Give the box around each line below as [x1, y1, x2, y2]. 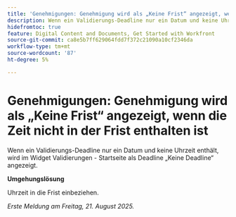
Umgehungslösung [7, 174, 65, 183]
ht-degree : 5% [7, 56, 49, 63]
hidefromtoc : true [7, 23, 61, 30]
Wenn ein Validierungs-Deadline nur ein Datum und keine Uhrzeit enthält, [7, 146, 219, 154]
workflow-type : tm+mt [7, 43, 71, 50]
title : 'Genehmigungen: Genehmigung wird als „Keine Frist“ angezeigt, [7, 10, 221, 18]
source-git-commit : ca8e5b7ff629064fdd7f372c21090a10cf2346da [7, 37, 193, 44]
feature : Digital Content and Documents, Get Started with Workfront [7, 30, 216, 37]
